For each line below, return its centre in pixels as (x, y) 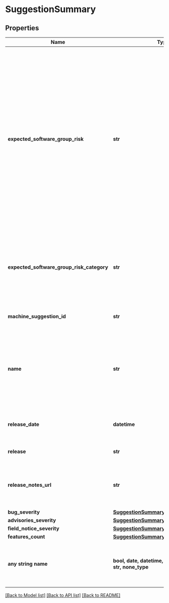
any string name (28, 564)
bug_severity (24, 512)
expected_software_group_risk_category (58, 267)
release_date (23, 424)
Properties (22, 28)
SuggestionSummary (51, 9)
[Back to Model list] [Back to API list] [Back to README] (63, 595)
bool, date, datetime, (138, 561)
